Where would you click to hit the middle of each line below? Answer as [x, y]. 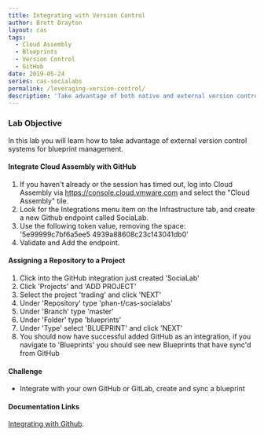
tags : [17, 37]
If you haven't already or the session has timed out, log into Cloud [126, 184]
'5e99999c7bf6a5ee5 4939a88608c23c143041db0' [104, 234]
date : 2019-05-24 [37, 74]
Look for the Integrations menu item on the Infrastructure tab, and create [137, 209]
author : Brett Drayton [45, 23]
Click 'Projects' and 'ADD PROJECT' [78, 286]
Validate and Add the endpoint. [70, 242]
